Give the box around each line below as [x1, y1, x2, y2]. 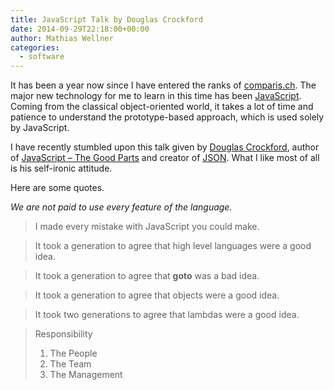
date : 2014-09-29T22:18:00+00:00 [10, 24, 150, 34]
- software [19, 52, 65, 62]
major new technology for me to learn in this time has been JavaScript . [10, 90, 302, 102]
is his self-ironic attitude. [10, 162, 113, 175]
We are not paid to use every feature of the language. [10, 201, 233, 213]
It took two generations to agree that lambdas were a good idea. [34, 309, 300, 321]
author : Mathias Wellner [10, 33, 114, 43]
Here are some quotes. [10, 182, 105, 194]
